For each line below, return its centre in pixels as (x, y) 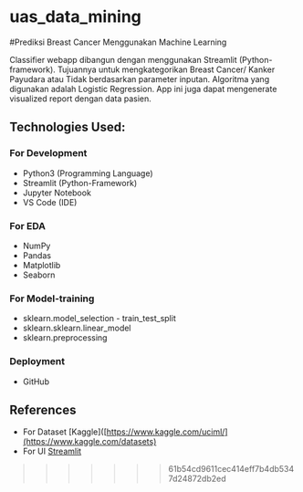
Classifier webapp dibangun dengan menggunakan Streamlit (123, 59)
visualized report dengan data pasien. (81, 99)
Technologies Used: (68, 127)
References (43, 409)
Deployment (37, 361)
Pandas (37, 255)
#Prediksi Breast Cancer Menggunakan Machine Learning (118, 42)
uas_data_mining (75, 17)
